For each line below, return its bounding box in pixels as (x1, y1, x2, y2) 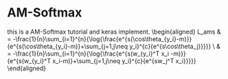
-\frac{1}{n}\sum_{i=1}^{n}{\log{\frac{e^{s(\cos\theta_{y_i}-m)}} (12, 34, 192, 43)
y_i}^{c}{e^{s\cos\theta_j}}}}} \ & (129, 42, 221, 50)
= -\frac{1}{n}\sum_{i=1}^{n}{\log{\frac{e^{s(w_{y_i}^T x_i (7, 49, 170, 58)
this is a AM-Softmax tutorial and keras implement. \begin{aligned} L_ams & (7, 27, 221, 36)
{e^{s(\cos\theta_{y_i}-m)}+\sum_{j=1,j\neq (7, 42, 128, 50)
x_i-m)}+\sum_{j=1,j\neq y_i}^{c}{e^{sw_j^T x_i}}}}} (52, 56, 197, 65)
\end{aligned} (7, 64, 47, 72)
